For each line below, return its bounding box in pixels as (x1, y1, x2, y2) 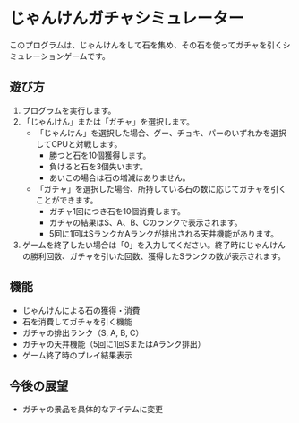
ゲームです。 (64, 50, 110, 61)
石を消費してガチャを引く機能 (21, 315, 132, 327)
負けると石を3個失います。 (48, 160, 148, 171)
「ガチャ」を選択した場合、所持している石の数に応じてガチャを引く (35, 183, 286, 194)
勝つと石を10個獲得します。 (48, 150, 151, 160)
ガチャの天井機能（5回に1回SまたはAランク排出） (21, 338, 206, 350)
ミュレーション (9, 50, 64, 61)
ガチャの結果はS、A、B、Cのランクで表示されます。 (48, 217, 243, 228)
